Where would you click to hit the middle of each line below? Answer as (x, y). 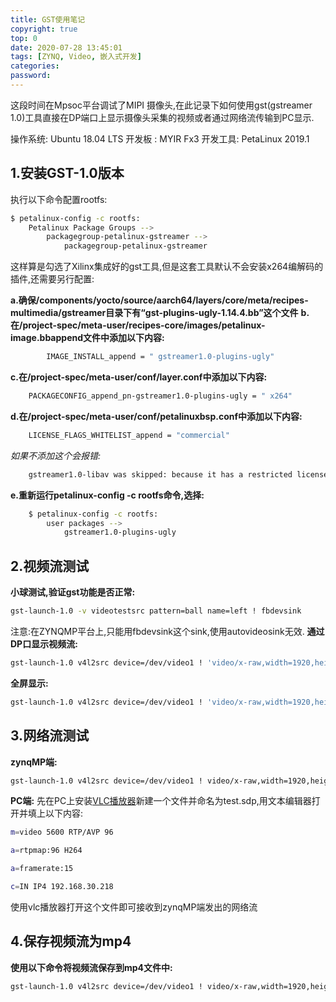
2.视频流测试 (50, 566)
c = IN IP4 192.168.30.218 (62, 887)
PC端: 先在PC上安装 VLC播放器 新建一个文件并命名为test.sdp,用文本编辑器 (161, 801)
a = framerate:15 (42, 869)
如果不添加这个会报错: (56, 455)
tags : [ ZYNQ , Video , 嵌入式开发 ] (76, 57)
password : (31, 76)
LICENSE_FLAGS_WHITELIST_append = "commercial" (129, 435)
